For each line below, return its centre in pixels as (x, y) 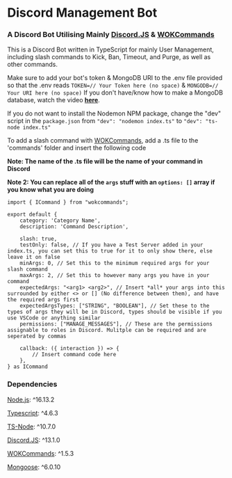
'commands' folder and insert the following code (77, 148)
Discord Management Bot (82, 13)
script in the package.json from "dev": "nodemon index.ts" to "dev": (105, 121)
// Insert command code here (74, 355)
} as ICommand (28, 367)
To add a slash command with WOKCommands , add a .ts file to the (103, 141)
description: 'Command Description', (74, 227)
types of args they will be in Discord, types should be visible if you (115, 312)
